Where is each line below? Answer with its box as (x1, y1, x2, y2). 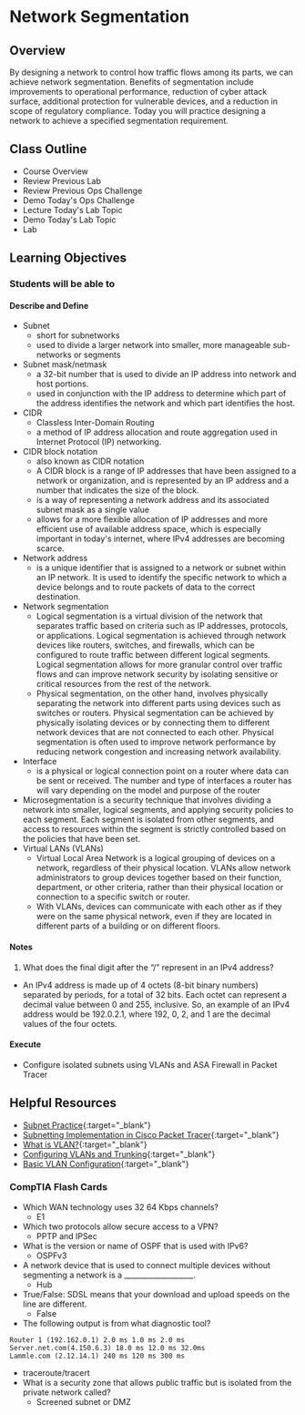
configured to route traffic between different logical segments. (36, 650, 270, 661)
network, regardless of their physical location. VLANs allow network (36, 863, 291, 874)
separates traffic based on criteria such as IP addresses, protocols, (36, 620, 289, 631)
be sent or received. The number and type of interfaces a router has (36, 775, 292, 786)
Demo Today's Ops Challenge (22, 194, 135, 206)
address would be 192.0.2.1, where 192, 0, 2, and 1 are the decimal (22, 1009, 271, 1020)
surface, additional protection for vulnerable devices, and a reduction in (9, 96, 279, 107)
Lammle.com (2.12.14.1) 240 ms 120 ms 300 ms (9, 1351, 185, 1360)
